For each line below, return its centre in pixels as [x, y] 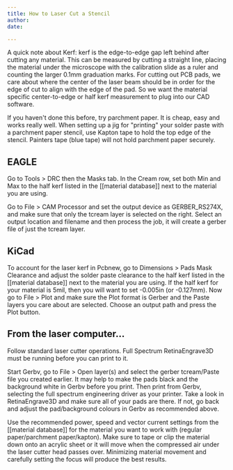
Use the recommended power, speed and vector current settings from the [113, 422]
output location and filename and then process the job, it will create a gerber [117, 222]
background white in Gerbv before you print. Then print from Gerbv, [104, 386]
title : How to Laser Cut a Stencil [59, 14]
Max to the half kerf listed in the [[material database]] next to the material [112, 186]
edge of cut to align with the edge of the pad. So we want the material [107, 89]
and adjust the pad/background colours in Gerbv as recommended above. [113, 409]
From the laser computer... [66, 334]
